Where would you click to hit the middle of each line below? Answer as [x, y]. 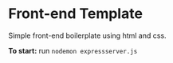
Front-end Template [76, 14]
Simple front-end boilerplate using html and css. [87, 35]
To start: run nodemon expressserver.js [73, 50]
